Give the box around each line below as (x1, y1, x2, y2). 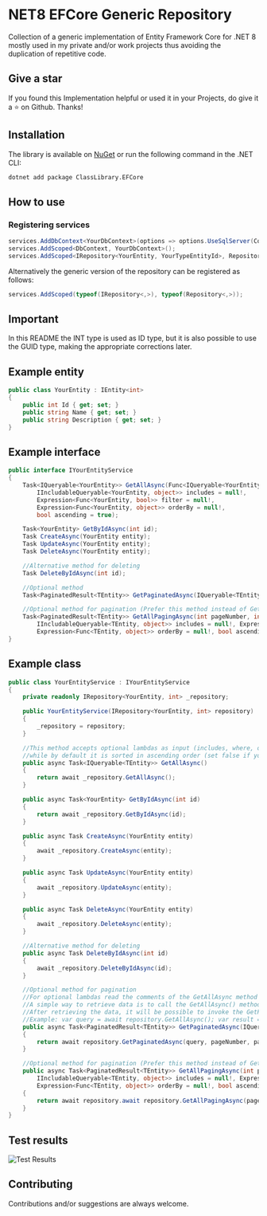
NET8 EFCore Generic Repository (8, 6, 232, 24)
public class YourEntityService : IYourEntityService (8, 678, 191, 686)
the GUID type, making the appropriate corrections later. (8, 342, 192, 351)
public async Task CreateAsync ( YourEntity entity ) (22, 832, 194, 840)
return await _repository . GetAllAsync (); (37, 774, 176, 782)
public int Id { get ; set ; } (22, 401, 119, 409)
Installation (8, 128, 65, 142)
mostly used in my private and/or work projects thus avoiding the (8, 40, 221, 49)
